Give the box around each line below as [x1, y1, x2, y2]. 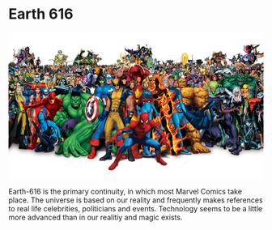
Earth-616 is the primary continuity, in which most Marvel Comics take [8, 186, 243, 196]
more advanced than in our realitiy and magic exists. [8, 212, 183, 222]
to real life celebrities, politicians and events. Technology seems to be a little [8, 203, 263, 213]
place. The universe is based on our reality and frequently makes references [8, 195, 263, 205]
